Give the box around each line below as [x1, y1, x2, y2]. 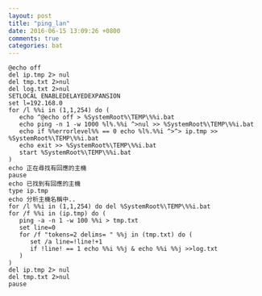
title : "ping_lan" [8, 19, 70, 27]
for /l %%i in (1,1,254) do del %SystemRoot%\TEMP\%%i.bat [8, 202, 211, 211]
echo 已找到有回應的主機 [8, 180, 81, 188]
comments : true [8, 34, 60, 43]
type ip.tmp [8, 187, 48, 195]
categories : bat [8, 42, 63, 50]
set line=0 [19, 223, 56, 232]
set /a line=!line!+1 [29, 238, 103, 246]
